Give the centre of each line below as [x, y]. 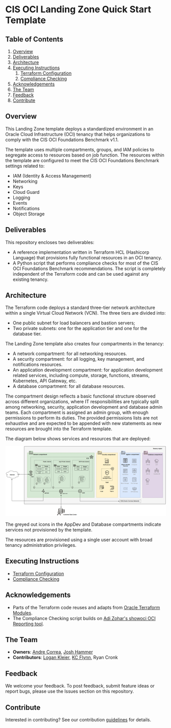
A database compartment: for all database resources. [69, 386]
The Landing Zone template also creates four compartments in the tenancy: [85, 344]
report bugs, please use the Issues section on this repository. [70, 691]
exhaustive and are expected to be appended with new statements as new [83, 424]
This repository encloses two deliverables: [50, 242]
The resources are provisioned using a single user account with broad [79, 539]
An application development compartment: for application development [88, 370]
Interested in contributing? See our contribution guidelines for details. [78, 720]
